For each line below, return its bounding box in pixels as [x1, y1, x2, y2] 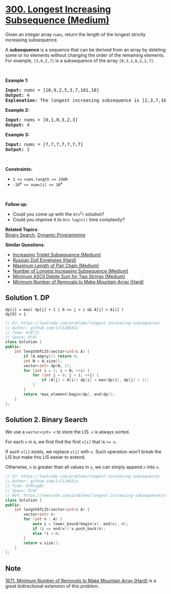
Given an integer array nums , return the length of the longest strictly [5, 31, 146, 37]
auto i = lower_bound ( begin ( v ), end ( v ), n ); [32, 521, 129, 527]
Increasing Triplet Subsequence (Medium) [12, 251, 101, 257]
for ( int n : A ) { [23, 517, 63, 522]
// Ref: [5, 493, 22, 498]
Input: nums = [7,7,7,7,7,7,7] [5, 141, 83, 147]
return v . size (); [23, 540, 60, 545]
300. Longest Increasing [5, 4, 111, 15]
